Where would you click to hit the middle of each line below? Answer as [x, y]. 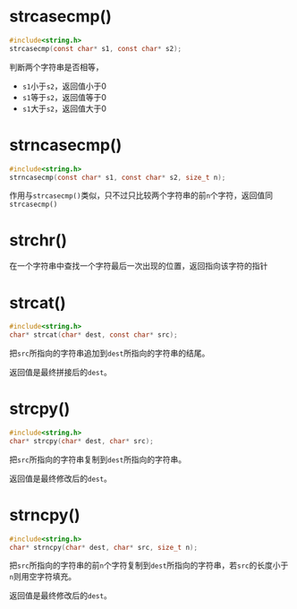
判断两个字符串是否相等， [56, 67]
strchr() [38, 240]
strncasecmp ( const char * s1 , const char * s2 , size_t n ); [118, 177]
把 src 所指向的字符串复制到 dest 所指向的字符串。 [98, 459]
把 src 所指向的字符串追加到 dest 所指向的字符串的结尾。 [110, 353]
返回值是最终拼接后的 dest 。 [60, 372]
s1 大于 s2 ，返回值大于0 [64, 108]
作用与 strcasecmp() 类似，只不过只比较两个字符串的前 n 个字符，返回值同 [141, 195]
